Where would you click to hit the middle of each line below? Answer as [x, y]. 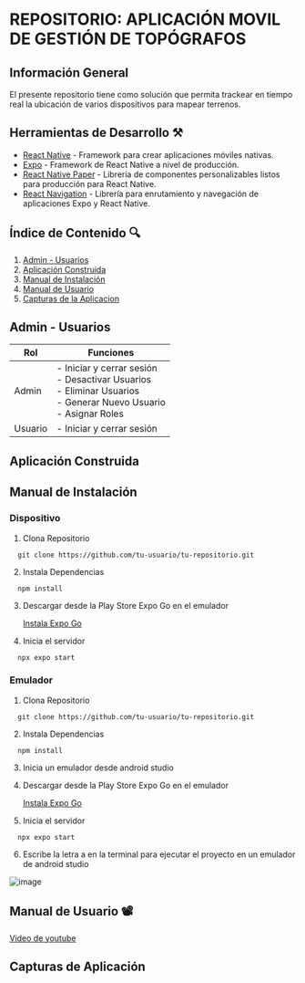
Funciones [111, 353]
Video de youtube [43, 938]
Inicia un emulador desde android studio [98, 768]
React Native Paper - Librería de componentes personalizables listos [151, 174]
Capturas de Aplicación [77, 967]
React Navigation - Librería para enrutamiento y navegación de [141, 193]
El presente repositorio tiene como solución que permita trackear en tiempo [151, 94]
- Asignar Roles [90, 413]
